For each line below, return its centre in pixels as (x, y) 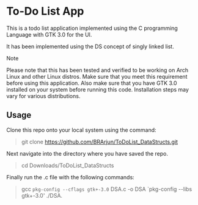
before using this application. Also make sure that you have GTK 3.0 (92, 83)
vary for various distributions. (43, 96)
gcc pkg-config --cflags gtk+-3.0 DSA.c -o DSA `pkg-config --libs (107, 189)
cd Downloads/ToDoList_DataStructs (68, 165)
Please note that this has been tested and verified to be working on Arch (97, 70)
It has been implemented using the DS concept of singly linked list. (90, 46)
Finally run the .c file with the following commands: (70, 177)
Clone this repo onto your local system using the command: (82, 130)
